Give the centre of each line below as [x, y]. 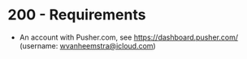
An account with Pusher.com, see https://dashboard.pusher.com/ [129, 37]
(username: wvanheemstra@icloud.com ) [87, 45]
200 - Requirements [77, 15]
